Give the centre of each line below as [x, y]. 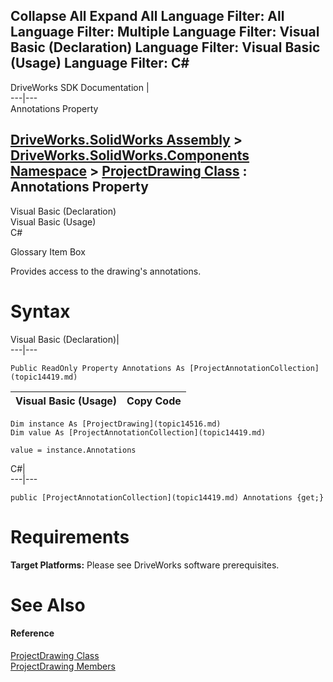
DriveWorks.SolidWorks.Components [130, 155]
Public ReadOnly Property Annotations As [98, 368]
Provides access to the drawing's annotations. [106, 271]
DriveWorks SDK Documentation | [80, 87]
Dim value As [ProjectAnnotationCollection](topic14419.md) [138, 432]
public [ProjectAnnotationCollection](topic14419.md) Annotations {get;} [167, 497]
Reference [32, 633]
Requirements [70, 536]
